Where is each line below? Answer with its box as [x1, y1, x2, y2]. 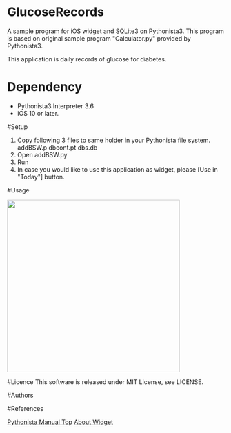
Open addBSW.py [17, 150, 68, 159]
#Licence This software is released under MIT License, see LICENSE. [7, 377, 204, 386]
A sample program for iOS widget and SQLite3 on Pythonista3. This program [7, 27, 224, 35]
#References [7, 404, 43, 412]
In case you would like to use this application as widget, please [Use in [17, 165, 219, 173]
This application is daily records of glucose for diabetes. [7, 54, 167, 63]
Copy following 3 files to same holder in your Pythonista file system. [17, 136, 211, 144]
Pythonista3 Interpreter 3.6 [17, 101, 94, 110]
